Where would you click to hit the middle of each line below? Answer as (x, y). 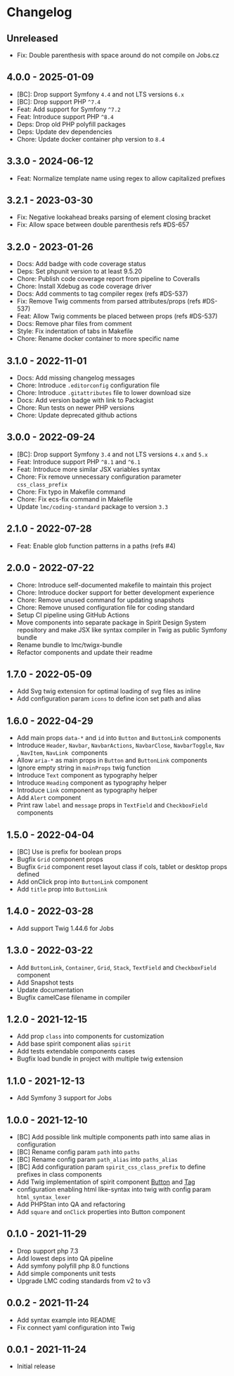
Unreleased (33, 38)
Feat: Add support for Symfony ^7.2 (69, 109)
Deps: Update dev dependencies (64, 132)
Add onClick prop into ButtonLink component (82, 882)
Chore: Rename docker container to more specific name (98, 339)
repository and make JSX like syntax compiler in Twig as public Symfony (122, 630)
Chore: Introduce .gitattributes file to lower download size (104, 393)
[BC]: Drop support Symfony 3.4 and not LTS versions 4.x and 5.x (112, 454)
